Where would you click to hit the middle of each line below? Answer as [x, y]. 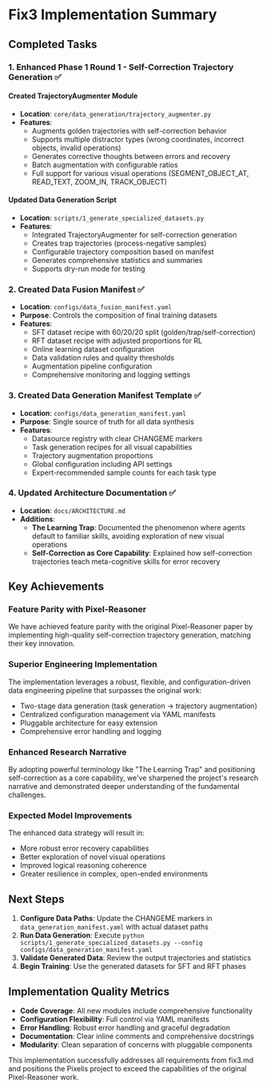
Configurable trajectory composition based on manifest [123, 251]
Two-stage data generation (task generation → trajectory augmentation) [139, 706]
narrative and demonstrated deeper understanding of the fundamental [124, 787]
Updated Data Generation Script [63, 200]
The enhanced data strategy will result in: [77, 833]
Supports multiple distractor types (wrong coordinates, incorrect [138, 139]
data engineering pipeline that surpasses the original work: [105, 690]
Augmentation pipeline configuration [92, 366]
